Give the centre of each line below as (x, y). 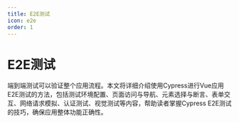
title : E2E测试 (29, 14)
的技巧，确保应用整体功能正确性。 (57, 112)
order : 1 (20, 27)
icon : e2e (22, 21)
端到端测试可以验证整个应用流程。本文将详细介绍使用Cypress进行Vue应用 (116, 85)
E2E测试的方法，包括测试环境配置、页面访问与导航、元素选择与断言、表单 (116, 95)
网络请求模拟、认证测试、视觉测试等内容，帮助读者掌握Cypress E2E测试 (126, 103)
